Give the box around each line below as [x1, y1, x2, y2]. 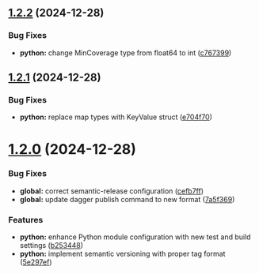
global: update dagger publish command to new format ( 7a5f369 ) [19, 194, 235, 204]
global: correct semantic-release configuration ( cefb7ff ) [19, 186, 204, 196]
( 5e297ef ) [19, 257, 52, 267]
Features [8, 214, 44, 225]
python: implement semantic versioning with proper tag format [19, 249, 226, 259]
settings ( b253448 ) [19, 241, 84, 250]
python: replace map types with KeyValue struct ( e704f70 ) [19, 112, 212, 122]
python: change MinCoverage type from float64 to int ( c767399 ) [19, 47, 232, 58]
